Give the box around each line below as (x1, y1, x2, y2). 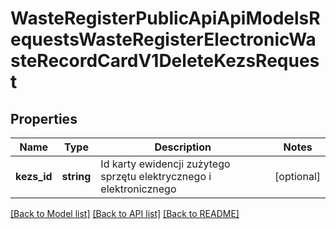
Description (154, 140, 212, 154)
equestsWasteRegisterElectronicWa (10, 28, 317, 51)
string (61, 170, 92, 183)
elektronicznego (100, 182, 177, 196)
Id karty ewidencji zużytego (100, 157, 231, 171)
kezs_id (15, 170, 53, 183)
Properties (10, 110, 78, 127)
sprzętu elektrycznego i (100, 170, 212, 183)
